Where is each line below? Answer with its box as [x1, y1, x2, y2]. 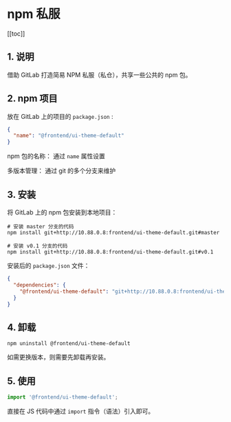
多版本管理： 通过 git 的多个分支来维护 [7, 166, 116, 175]
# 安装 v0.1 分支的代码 [7, 243, 68, 249]
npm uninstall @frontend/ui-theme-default [7, 340, 131, 347]
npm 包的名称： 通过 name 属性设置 [7, 152, 105, 160]
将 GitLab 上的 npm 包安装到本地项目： [7, 208, 118, 216]
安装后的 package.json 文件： [7, 262, 90, 269]
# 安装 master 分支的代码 [7, 223, 74, 230]
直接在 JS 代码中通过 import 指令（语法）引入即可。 [7, 407, 155, 415]
